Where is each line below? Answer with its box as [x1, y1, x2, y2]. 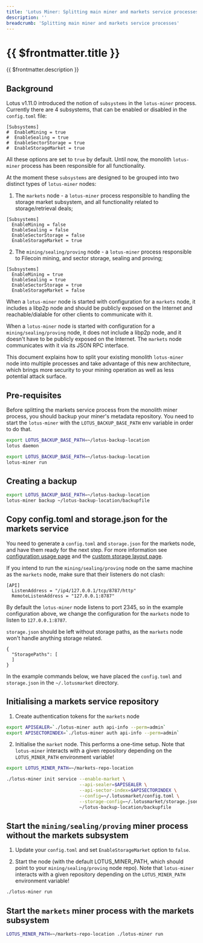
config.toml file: [6, 112, 47, 120]
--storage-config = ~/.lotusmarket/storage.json [79, 798, 199, 805]
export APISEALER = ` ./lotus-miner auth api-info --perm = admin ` [6, 724, 166, 730]
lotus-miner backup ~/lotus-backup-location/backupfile [6, 497, 150, 504]
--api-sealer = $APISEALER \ [79, 782, 147, 788]
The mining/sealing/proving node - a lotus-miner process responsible [14, 248, 192, 255]
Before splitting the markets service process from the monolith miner [6, 406, 178, 414]
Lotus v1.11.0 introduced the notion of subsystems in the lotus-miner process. [6, 100, 197, 107]
